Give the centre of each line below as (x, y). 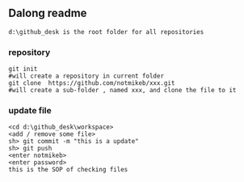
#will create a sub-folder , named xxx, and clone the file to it (122, 91)
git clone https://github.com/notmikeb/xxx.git (92, 83)
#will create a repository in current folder (86, 76)
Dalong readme (48, 13)
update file (30, 111)
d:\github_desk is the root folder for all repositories (106, 32)
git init (23, 69)
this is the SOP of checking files (68, 170)
